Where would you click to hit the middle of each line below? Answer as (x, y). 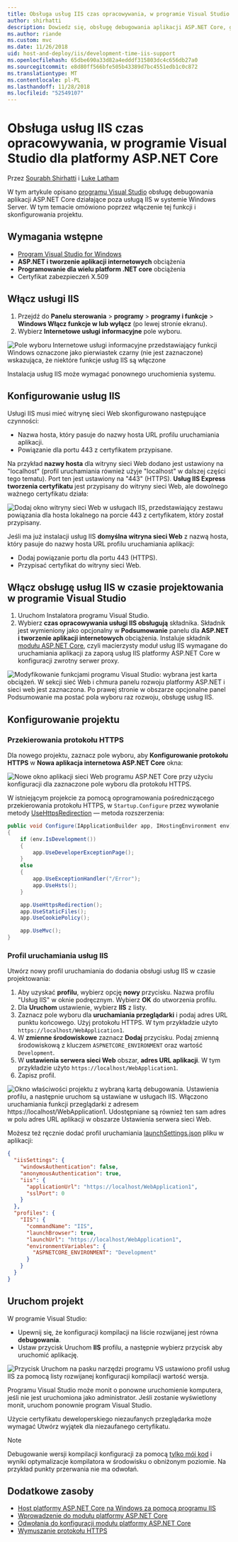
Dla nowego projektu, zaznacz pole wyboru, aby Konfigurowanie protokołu (118, 755)
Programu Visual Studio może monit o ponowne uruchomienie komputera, (115, 1390)
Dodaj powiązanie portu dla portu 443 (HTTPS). (87, 558)
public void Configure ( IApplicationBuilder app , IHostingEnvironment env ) (120, 826)
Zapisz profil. (37, 1075)
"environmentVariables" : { (66, 1246)
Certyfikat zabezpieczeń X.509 (63, 276)
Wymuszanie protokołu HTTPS (62, 1531)
